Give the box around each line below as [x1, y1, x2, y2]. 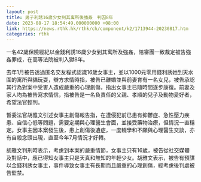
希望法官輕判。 [6, 99, 43, 106]
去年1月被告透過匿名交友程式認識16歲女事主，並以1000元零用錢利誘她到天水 [6, 68, 194, 76]
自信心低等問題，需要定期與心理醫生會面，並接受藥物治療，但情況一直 [16, 119, 190, 126]
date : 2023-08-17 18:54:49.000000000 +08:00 [6, 20, 119, 26]
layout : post [6, 8, 39, 15]
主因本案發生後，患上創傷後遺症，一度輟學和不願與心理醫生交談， [26, 127, 190, 134]
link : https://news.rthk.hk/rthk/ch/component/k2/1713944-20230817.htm [6, 25, 188, 32]
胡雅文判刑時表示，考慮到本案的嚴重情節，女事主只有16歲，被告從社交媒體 [6, 147, 190, 154]
